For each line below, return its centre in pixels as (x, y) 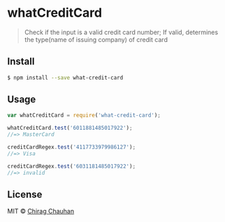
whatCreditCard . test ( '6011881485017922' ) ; (70, 128)
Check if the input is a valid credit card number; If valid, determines (121, 32)
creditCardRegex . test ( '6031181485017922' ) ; (72, 166)
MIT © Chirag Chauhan (41, 212)
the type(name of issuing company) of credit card (96, 39)
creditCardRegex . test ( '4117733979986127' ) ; (72, 147)
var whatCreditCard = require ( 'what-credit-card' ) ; (84, 116)
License (25, 194)
